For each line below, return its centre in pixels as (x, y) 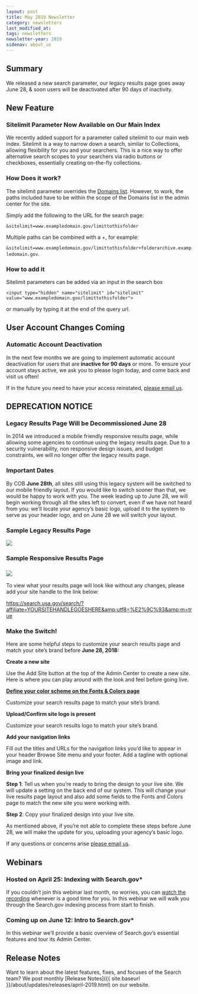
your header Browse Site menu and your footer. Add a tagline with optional (97, 755)
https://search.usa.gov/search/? (45, 603)
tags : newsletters (29, 34)
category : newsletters (34, 23)
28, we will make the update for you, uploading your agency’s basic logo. (95, 832)
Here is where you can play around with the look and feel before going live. (98, 680)
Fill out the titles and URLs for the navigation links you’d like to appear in (94, 749)
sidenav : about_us (29, 45)
